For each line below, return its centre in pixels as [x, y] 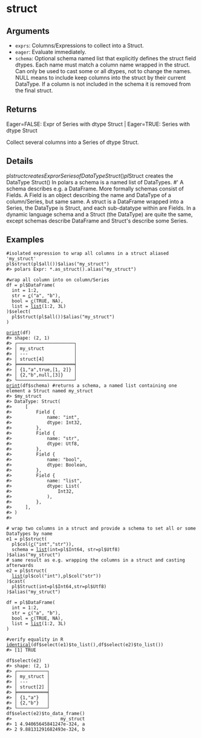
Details [20, 161]
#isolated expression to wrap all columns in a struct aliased [88, 254]
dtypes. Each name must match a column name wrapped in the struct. [103, 65]
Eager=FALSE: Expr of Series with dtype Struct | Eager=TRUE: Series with [98, 124]
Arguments [28, 31]
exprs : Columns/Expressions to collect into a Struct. [79, 45]
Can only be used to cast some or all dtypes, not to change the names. [103, 71]
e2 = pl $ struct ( [27, 571]
